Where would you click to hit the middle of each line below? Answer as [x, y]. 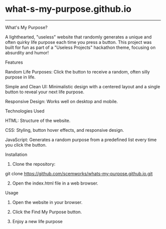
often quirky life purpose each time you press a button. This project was [79, 42]
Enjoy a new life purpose [37, 221]
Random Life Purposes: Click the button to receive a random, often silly [78, 72]
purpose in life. [21, 77]
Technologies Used [25, 111]
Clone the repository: [34, 164]
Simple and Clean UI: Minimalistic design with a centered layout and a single [83, 86]
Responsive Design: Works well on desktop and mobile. [62, 101]
